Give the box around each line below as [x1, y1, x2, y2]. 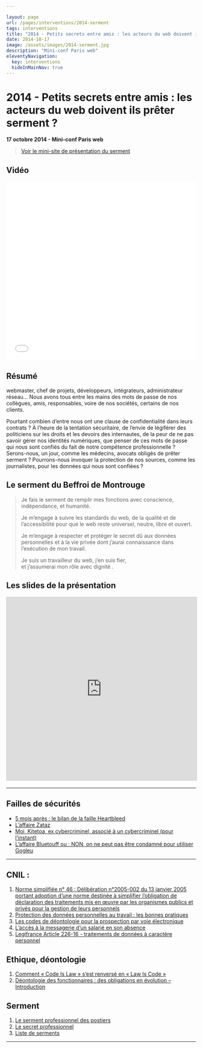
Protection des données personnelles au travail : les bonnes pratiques [14, 911, 189, 919]
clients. [6, 406, 25, 413]
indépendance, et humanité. [20, 502, 91, 510]
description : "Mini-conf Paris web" [6, 48, 98, 54]
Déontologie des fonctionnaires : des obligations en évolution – [14, 977, 172, 984]
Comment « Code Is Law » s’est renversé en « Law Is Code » [14, 970, 166, 978]
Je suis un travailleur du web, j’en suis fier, [20, 557, 126, 564]
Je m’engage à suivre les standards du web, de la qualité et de [20, 514, 176, 521]
